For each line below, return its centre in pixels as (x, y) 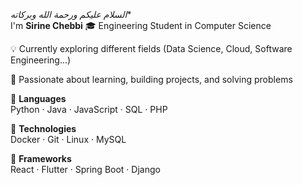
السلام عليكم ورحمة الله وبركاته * (71, 14)
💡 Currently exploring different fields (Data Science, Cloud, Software (151, 48)
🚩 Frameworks (41, 158)
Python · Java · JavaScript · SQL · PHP (89, 109)
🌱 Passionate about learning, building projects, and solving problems (151, 79)
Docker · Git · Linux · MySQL (68, 139)
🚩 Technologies (43, 128)
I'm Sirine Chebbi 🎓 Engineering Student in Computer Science (141, 25)
